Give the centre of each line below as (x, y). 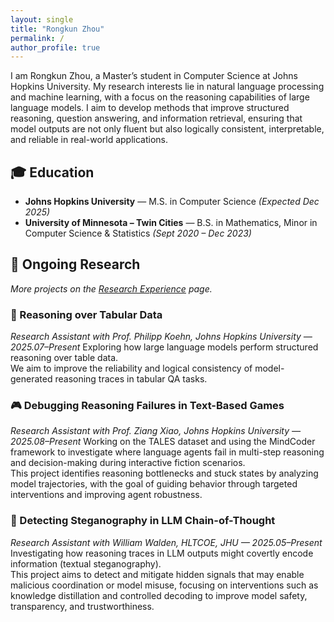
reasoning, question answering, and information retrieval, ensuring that (156, 118)
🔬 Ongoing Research (75, 264)
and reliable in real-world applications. (89, 140)
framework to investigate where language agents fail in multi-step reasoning (167, 452)
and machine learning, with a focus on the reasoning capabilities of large (160, 97)
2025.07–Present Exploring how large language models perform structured (164, 347)
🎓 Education (52, 172)
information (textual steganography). (86, 563)
